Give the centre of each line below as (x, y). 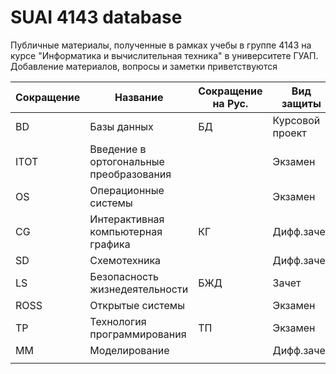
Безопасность (124, 276)
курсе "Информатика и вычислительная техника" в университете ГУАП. (164, 55)
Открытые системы (137, 305)
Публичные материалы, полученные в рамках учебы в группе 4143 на (161, 45)
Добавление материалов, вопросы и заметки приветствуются (144, 66)
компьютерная (126, 231)
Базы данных (121, 126)
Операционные (127, 190)
